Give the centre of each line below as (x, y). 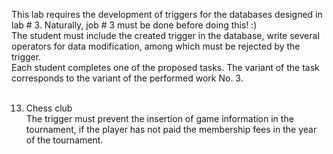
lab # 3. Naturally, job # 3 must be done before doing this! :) (134, 25)
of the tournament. (64, 140)
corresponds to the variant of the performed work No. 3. (127, 78)
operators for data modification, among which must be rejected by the (156, 46)
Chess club (49, 108)
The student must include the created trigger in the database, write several (165, 35)
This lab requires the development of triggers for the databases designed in (167, 14)
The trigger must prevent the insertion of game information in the (159, 118)
